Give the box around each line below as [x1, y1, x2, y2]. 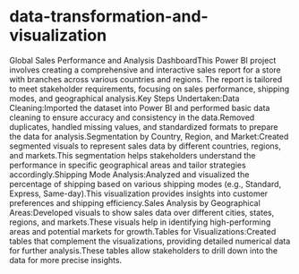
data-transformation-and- [9, 6, 209, 27]
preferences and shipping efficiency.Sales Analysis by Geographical [9, 197, 261, 208]
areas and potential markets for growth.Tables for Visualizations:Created [9, 226, 277, 236]
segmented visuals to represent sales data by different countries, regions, [9, 141, 282, 151]
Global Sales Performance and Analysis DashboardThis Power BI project [9, 55, 277, 65]
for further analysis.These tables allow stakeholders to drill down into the [9, 244, 278, 256]
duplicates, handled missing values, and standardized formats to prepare [9, 121, 278, 132]
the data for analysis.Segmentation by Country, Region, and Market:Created [9, 131, 289, 141]
